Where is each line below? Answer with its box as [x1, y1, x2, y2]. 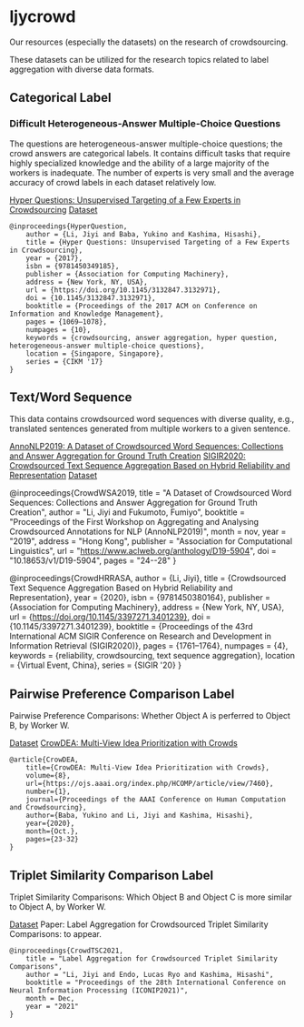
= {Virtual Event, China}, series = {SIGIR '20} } [9, 659, 182, 670]
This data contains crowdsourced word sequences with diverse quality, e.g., [9, 414, 295, 425]
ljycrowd [9, 6, 76, 27]
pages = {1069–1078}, [25, 317, 107, 327]
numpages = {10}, [25, 325, 92, 334]
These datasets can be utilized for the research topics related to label [9, 54, 270, 65]
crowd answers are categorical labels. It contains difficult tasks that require [9, 147, 290, 158]
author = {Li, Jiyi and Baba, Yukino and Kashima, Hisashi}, [25, 229, 261, 238]
